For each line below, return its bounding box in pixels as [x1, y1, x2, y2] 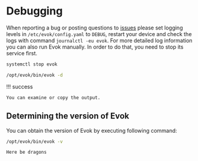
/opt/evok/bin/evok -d [6, 72, 63, 78]
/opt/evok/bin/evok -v [6, 138, 63, 145]
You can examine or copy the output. [6, 94, 101, 100]
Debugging [6, 4, 63, 18]
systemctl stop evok [6, 61, 58, 67]
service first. [6, 49, 38, 56]
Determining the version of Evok [6, 111, 130, 121]
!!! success [6, 83, 33, 90]
